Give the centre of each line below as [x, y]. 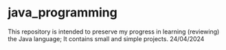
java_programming [63, 13]
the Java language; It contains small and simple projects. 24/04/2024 [106, 38]
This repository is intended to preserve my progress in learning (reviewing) [114, 32]
